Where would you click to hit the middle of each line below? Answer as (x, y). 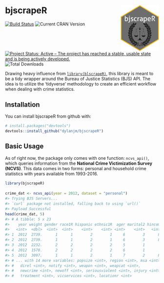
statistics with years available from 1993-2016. (52, 174)
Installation (22, 104)
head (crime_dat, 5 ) (25, 214)
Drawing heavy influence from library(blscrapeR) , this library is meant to (79, 74)
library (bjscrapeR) (25, 183)
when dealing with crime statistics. (40, 89)
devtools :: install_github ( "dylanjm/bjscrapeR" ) (54, 131)
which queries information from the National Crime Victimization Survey (79, 163)
